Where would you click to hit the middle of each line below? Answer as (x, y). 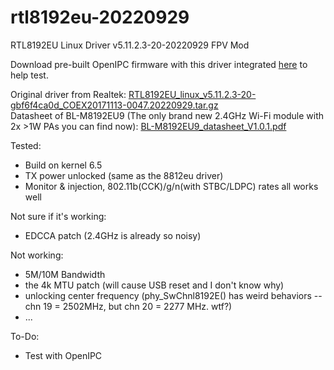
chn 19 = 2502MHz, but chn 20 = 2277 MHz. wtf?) (128, 306)
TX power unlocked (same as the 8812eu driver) (124, 175)
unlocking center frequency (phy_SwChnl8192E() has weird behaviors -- (173, 295)
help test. (29, 75)
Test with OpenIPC (63, 355)
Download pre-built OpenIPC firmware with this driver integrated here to (159, 64)
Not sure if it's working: (58, 216)
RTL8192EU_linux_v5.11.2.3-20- (192, 94)
